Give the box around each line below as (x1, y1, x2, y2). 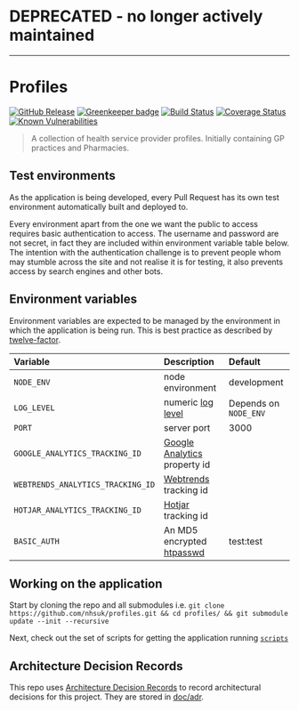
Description (163, 355, 215, 368)
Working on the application (9, 576, 163, 591)
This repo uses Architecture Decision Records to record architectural (9, 683, 262, 693)
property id (163, 458, 211, 471)
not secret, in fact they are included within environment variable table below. (9, 238, 289, 248)
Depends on (228, 397, 280, 409)
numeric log (163, 396, 214, 408)
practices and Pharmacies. (30, 142, 130, 153)
